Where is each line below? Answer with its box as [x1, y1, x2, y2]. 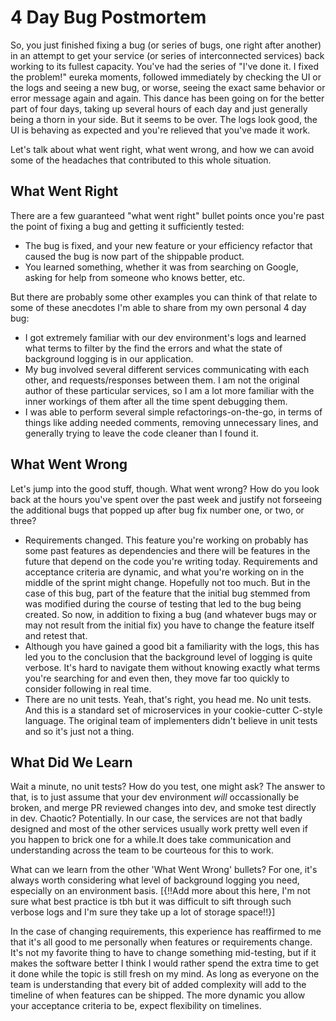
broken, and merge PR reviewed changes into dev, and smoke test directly [10, 802, 317, 814]
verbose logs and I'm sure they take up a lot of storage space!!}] [10, 906, 276, 918]
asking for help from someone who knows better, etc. [24, 271, 246, 283]
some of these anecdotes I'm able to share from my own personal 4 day [10, 301, 307, 313]
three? [10, 514, 37, 526]
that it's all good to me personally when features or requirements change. [10, 936, 313, 948]
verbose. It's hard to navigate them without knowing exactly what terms [24, 661, 321, 673]
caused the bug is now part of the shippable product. [24, 250, 245, 262]
